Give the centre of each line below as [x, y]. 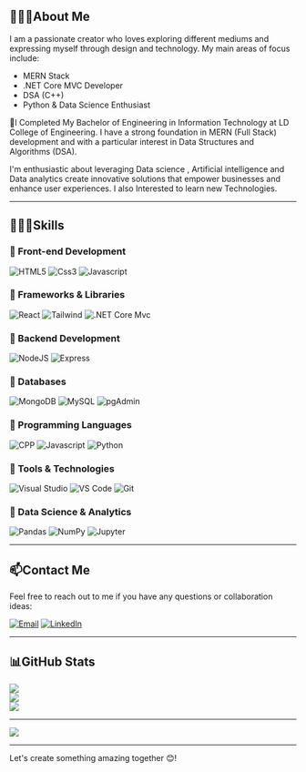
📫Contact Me [50, 570]
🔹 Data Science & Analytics [71, 512]
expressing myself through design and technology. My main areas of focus [150, 48]
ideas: [21, 606]
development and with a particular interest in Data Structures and [132, 141]
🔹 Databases [38, 381]
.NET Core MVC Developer [73, 85]
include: [25, 58]
